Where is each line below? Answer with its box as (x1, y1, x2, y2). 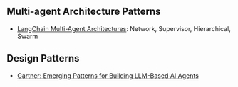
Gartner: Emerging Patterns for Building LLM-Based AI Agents (16, 71, 199, 80)
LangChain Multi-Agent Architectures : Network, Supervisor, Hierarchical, (16, 24, 231, 33)
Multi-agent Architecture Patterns (6, 6, 161, 18)
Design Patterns (6, 52, 80, 64)
